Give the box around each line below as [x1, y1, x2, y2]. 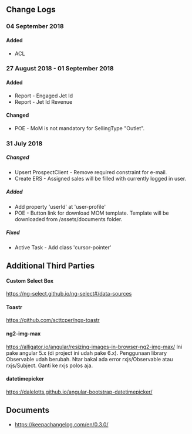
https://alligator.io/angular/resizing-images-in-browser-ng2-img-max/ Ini [6, 343, 183, 350]
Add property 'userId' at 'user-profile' [14, 203, 106, 210]
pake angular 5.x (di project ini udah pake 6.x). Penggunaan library [6, 349, 167, 357]
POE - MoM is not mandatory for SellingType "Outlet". [14, 124, 145, 131]
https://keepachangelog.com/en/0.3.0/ [14, 421, 109, 428]
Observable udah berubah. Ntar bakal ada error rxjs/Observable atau [6, 355, 173, 362]
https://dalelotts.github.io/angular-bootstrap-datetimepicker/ [6, 388, 153, 395]
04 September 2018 [6, 22, 64, 30]
